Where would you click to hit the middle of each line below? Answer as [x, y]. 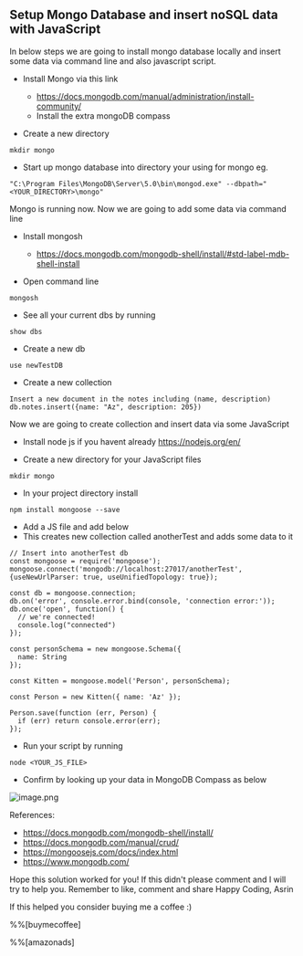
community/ [59, 106]
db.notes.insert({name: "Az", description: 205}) [106, 407]
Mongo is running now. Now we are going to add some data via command [148, 208]
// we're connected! [57, 617]
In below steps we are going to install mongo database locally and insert [145, 51]
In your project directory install [80, 493]
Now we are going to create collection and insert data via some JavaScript [150, 424]
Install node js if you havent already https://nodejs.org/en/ [131, 441]
